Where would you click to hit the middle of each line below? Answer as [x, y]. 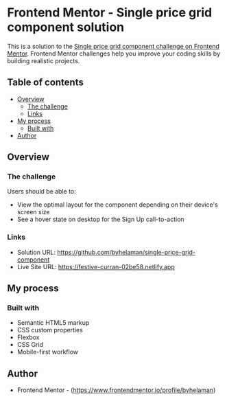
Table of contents [45, 83]
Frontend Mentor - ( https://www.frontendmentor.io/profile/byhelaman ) [116, 390]
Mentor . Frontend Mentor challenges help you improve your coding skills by [114, 54]
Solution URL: [36, 252]
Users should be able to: [42, 192]
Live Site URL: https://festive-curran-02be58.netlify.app [96, 266]
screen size [33, 212]
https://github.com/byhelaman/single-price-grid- [127, 252]
